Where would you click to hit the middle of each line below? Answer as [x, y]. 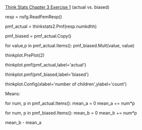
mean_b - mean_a [23, 123]
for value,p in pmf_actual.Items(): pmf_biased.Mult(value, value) [70, 46]
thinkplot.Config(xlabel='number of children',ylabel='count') [66, 84]
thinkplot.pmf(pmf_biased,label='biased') [47, 74]
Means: [13, 94]
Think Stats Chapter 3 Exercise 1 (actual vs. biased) [57, 7]
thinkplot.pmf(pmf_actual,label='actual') [46, 65]
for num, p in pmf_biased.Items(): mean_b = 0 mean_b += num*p [71, 113]
